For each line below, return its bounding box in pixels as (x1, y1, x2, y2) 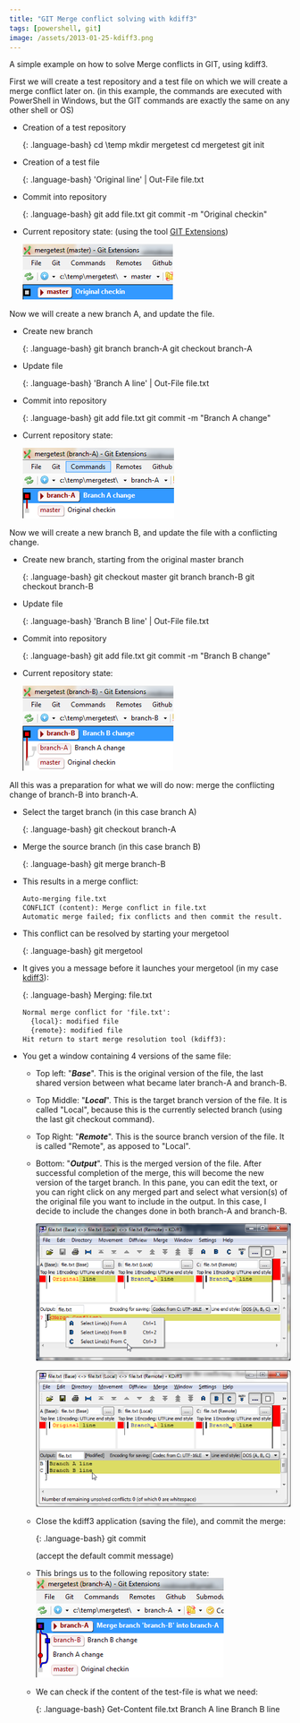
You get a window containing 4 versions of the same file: (21, 1050, 232, 1061)
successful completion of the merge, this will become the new (35, 1168, 265, 1179)
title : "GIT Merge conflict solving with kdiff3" (9, 14, 198, 23)
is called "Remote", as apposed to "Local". (35, 1141, 191, 1152)
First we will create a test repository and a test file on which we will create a (9, 76, 288, 87)
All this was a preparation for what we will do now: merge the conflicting (9, 780, 275, 791)
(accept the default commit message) (35, 1550, 174, 1562)
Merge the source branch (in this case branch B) (21, 842, 201, 853)
